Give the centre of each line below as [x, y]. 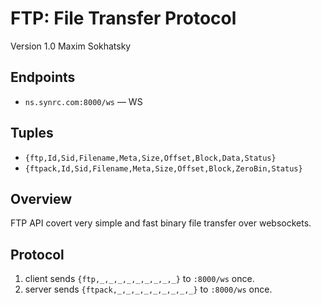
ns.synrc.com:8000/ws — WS [83, 101]
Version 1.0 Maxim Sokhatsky [71, 46]
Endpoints [43, 77]
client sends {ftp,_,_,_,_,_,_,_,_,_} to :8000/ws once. [139, 279]
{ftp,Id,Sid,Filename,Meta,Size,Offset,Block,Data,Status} [150, 158]
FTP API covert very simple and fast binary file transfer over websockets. [161, 223]
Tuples [32, 133]
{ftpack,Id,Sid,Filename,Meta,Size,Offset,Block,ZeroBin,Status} [163, 168]
